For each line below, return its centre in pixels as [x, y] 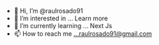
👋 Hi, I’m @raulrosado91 [48, 11]
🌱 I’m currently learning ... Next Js [63, 26]
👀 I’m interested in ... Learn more [61, 18]
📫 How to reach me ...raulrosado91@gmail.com [83, 34]
